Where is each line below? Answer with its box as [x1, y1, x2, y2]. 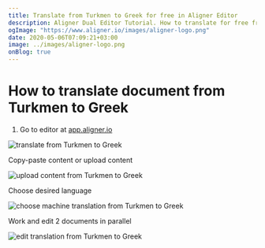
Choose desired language [8, 186, 92, 195]
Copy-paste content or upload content [8, 155, 133, 165]
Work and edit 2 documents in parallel [8, 216, 132, 225]
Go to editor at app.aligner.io [19, 124, 113, 134]
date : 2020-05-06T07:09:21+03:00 [8, 33, 118, 42]
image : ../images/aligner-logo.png [8, 41, 125, 49]
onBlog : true [8, 48, 51, 56]
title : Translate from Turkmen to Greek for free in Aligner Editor [8, 11, 238, 20]
